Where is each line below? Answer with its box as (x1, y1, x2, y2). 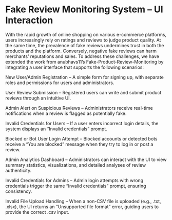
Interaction (5, 14, 53, 26)
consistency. (5, 188, 32, 194)
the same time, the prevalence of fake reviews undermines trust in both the (5, 42, 164, 48)
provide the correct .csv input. (5, 209, 69, 215)
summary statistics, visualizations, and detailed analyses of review (5, 162, 146, 168)
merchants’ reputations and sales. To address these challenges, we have (5, 53, 159, 59)
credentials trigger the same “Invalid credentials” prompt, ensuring (5, 183, 146, 189)
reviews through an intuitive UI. (5, 95, 71, 101)
